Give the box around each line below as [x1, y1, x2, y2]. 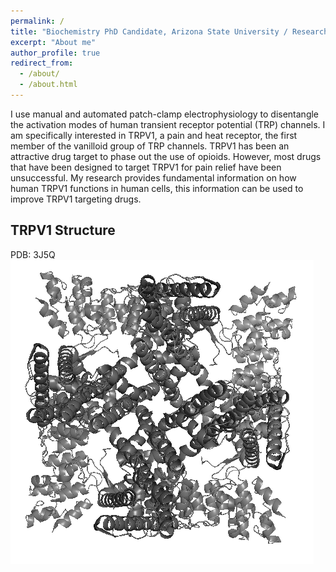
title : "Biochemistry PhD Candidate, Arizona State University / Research [10, 26, 329, 37]
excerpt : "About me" [10, 37, 97, 47]
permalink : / [10, 16, 65, 26]
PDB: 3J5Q [10, 248, 56, 260]
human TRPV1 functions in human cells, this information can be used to [10, 182, 304, 194]
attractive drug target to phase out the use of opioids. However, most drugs [10, 150, 322, 162]
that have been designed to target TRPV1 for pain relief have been [10, 161, 282, 173]
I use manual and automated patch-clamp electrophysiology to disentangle [10, 108, 320, 120]
